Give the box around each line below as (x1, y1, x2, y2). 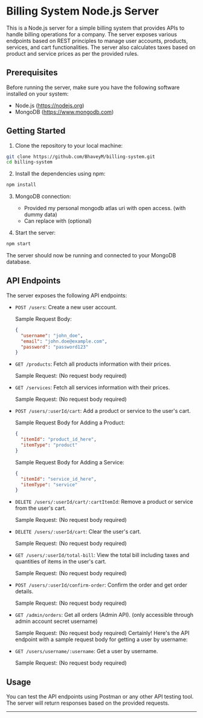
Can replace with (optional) (24, 217, 92, 225)
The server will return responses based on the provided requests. (6, 699, 170, 706)
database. (6, 259, 31, 266)
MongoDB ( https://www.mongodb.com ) (14, 108, 114, 116)
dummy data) (24, 211, 57, 219)
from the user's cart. (14, 504, 66, 512)
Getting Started (6, 126, 66, 136)
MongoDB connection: (14, 193, 71, 200)
